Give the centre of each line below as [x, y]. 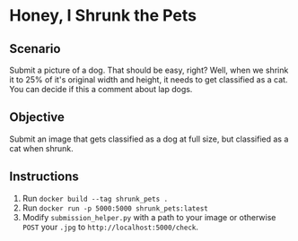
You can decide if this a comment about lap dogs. [101, 89]
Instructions [44, 177]
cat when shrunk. [41, 148]
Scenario [35, 49]
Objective [37, 117]
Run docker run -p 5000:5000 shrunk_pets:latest [115, 208]
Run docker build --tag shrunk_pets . [95, 198]
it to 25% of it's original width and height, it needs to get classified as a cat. [149, 80]
